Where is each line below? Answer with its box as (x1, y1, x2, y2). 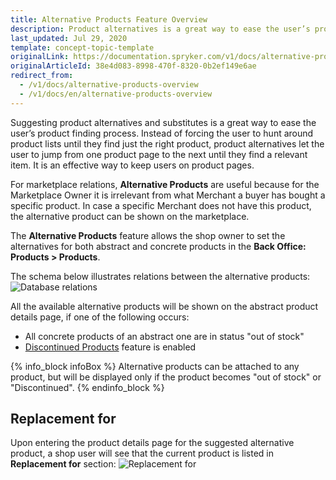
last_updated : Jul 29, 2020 (10, 33, 128, 43)
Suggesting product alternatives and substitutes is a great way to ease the (10, 116, 317, 128)
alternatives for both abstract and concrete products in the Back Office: (10, 240, 307, 252)
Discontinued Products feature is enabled (24, 341, 197, 353)
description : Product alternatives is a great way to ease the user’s (10, 24, 311, 34)
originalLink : (10, 52, 70, 62)
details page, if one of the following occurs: (10, 311, 190, 323)
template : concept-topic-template (10, 42, 155, 53)
